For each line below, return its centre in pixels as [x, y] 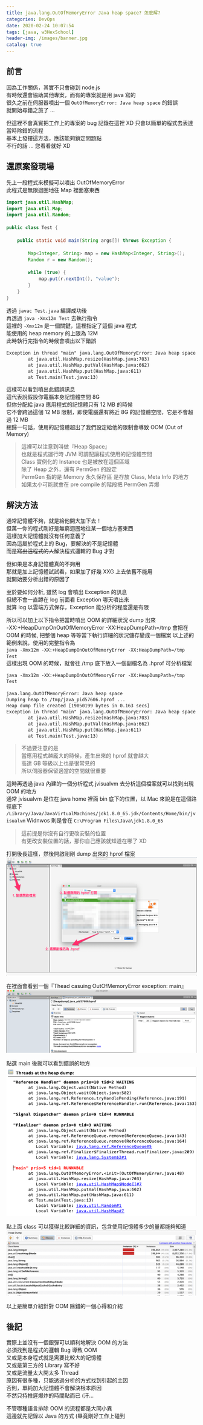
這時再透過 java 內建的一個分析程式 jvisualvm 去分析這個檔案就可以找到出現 [100, 784]
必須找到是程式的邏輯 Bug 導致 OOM [52, 1350]
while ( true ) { [47, 273]
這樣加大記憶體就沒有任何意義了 [46, 536]
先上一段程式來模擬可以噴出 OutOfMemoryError [66, 182]
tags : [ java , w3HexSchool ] [40, 32]
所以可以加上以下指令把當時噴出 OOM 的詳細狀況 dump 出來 [81, 620]
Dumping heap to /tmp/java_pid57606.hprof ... [66, 700]
